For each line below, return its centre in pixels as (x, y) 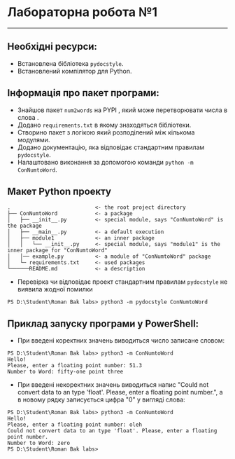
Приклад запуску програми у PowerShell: (103, 323)
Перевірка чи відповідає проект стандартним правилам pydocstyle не (122, 282)
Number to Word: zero (39, 443)
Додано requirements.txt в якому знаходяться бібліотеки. (104, 125)
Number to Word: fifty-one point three (65, 372)
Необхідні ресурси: (52, 47)
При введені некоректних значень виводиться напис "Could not (113, 385)
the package (24, 226)
